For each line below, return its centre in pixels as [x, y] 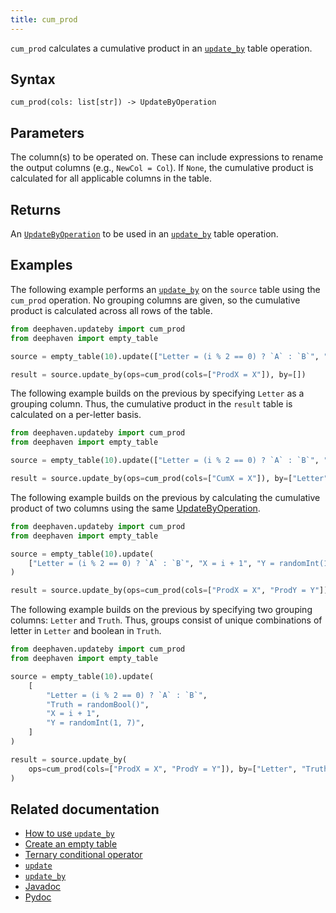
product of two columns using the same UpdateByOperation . [135, 508]
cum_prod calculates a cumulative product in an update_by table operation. [161, 48]
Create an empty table [71, 844]
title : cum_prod [44, 19]
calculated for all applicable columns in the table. [111, 178]
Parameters [47, 132]
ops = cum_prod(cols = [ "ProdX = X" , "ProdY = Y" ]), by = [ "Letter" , [163, 769]
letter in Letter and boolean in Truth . [86, 631]
